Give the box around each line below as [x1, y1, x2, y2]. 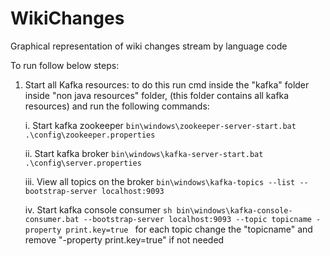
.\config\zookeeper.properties [24, 130, 156, 140]
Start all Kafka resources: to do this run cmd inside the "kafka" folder [24, 78, 310, 91]
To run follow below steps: [10, 59, 120, 71]
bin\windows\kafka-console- [176, 205, 293, 216]
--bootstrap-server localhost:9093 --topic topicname [83, 214, 312, 224]
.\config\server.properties [24, 158, 142, 168]
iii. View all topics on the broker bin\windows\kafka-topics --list [24, 175, 296, 187]
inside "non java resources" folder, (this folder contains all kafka [24, 89, 290, 101]
